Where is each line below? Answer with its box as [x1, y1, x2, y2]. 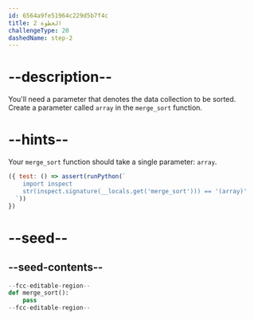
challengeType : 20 [8, 26, 69, 34]
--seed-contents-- [8, 260, 104, 275]
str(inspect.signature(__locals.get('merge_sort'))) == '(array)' [22, 187, 248, 195]
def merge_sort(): [8, 289, 69, 297]
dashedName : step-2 [8, 33, 73, 42]
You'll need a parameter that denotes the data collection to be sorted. [8, 95, 236, 104]
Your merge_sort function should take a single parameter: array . [8, 157, 217, 167]
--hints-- [8, 131, 69, 149]
